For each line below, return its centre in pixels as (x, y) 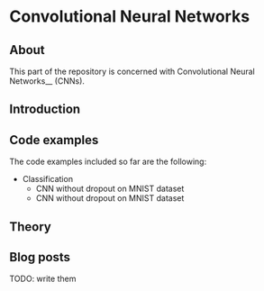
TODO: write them (43, 279)
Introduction (45, 109)
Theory (31, 227)
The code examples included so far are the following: (108, 162)
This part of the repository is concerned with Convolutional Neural (132, 71)
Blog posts (40, 257)
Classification (48, 179)
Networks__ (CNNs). (47, 81)
